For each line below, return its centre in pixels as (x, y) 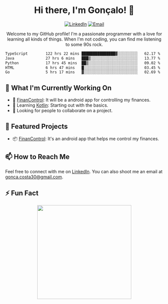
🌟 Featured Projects (37, 126)
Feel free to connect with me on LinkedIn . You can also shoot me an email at (84, 171)
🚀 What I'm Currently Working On (58, 88)
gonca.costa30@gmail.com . (34, 177)
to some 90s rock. (84, 44)
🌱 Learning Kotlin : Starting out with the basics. (60, 105)
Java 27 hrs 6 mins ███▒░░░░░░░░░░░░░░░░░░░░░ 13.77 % (83, 58)
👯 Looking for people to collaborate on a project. (62, 111)
